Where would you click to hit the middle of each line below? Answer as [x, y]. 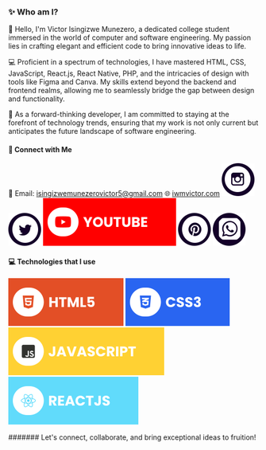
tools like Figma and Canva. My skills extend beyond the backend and [122, 82]
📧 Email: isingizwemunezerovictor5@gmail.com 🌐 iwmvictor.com [114, 193]
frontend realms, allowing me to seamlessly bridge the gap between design [131, 91]
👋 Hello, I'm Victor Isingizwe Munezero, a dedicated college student [119, 29]
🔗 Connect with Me [40, 149]
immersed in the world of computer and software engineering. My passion [130, 37]
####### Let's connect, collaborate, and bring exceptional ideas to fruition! [132, 437]
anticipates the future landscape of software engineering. [102, 131]
